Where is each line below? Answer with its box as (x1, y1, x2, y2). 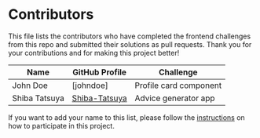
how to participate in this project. (8, 121, 115, 130)
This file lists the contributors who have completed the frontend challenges (8, 31, 251, 41)
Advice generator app (134, 93, 215, 103)
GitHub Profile (72, 67, 127, 78)
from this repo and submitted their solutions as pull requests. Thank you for (8, 39, 252, 49)
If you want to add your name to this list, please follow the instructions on (8, 112, 245, 122)
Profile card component (134, 80, 222, 91)
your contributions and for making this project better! (8, 48, 180, 57)
